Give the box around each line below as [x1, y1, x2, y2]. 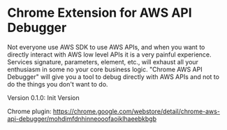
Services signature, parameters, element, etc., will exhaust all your [7, 57, 199, 66]
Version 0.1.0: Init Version [7, 93, 80, 102]
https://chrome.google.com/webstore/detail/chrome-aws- [52, 107, 220, 115]
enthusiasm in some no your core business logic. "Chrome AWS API [7, 65, 203, 73]
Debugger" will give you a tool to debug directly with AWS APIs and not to [7, 72, 220, 81]
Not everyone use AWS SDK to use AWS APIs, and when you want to [7, 43, 205, 51]
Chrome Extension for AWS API [7, 5, 192, 21]
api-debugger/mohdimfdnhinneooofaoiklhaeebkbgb [7, 114, 157, 123]
